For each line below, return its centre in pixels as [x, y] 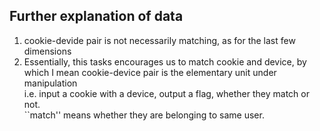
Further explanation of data [96, 16]
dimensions [47, 51]
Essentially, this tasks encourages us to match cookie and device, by [165, 61]
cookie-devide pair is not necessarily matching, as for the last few [159, 40]
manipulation [50, 83]
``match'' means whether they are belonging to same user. [144, 115]
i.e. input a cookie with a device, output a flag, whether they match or [166, 93]
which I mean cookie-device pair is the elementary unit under [150, 72]
